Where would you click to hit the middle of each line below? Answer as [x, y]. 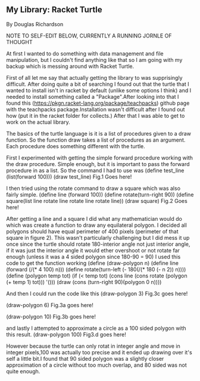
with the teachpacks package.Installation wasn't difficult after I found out [96, 109]
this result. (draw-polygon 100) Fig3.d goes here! [66, 334]
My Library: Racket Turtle [54, 10]
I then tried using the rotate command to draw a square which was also [93, 188]
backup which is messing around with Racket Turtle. [70, 66]
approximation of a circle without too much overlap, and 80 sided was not [97, 365]
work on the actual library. [38, 122]
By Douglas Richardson [35, 24]
